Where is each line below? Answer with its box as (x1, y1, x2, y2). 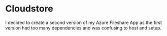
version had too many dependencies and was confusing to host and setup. (5, 24, 161, 30)
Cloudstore (5, 3, 53, 14)
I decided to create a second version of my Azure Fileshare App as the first (5, 19, 162, 25)
